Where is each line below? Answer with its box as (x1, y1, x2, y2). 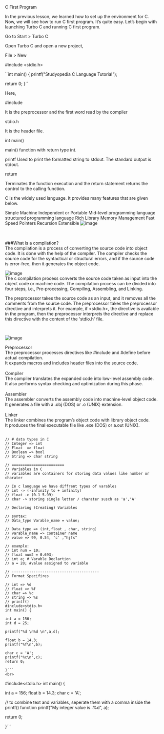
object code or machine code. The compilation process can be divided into (5, 281, 156, 286)
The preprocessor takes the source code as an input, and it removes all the (5, 295, 156, 301)
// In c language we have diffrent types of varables (5, 484, 117, 489)
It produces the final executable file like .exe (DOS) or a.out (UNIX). (5, 422, 140, 428)
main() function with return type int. (5, 147, 77, 153)
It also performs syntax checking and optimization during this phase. (5, 381, 143, 386)
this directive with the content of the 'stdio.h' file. (5, 316, 104, 322)
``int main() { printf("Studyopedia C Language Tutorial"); (5, 71, 118, 77)
